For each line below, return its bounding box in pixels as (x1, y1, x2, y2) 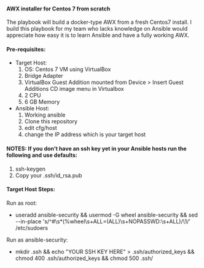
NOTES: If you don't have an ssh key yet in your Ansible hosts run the (6, 145, 187, 152)
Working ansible (24, 111, 66, 119)
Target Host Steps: (6, 186, 55, 193)
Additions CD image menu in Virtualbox (24, 85, 124, 93)
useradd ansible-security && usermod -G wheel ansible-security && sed (15, 211, 198, 218)
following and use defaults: (6, 151, 78, 159)
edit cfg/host (24, 124, 57, 132)
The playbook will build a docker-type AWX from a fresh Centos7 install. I (6, 18, 192, 26)
